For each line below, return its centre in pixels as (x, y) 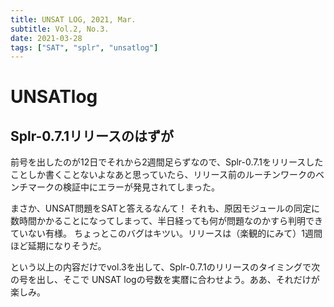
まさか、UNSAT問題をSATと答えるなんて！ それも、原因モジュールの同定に (165, 208)
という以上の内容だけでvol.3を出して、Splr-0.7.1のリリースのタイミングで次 (165, 267)
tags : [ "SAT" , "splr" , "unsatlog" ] (84, 47)
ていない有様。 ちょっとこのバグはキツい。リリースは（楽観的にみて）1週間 (166, 233)
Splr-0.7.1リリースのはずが (92, 136)
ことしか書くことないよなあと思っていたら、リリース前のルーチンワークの (163, 175)
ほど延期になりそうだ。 (58, 246)
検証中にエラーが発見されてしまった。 (141, 187)
